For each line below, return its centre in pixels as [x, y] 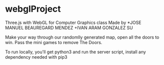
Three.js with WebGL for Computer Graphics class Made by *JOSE [73, 22]
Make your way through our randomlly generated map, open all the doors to [82, 37]
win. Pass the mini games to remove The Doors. [54, 42]
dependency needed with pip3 [36, 57]
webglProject [33, 9]
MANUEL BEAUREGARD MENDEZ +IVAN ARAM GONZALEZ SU [69, 27]
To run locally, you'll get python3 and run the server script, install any [76, 52]
